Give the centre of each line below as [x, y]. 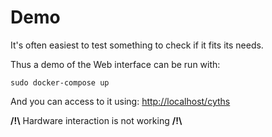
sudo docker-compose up [60, 82]
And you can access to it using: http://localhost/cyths [120, 101]
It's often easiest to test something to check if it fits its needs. [137, 45]
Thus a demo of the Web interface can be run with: [115, 64]
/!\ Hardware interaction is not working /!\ [96, 120]
